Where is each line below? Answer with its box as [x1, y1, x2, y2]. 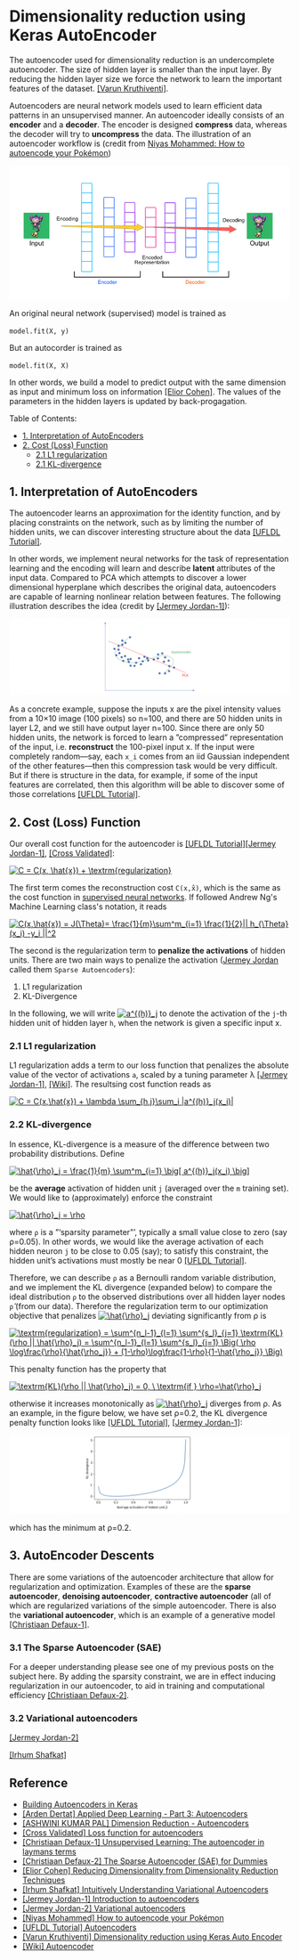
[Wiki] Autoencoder [21, 1941, 94, 1952]
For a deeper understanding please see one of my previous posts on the [9, 1662, 274, 1672]
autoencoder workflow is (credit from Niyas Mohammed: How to [9, 138, 245, 149]
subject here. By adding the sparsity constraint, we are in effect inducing [9, 1671, 276, 1682]
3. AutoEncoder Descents [9, 1548, 155, 1564]
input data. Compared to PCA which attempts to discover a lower [9, 573, 247, 583]
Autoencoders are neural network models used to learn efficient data [9, 100, 263, 110]
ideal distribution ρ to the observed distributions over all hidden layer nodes [9, 1291, 286, 1302]
